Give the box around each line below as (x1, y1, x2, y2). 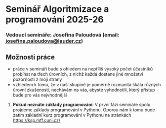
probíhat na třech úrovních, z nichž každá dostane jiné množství (12, 71, 143, 77)
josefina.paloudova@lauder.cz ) (5, 38, 83, 45)
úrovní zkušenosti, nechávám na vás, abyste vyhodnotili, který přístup (12, 87, 155, 93)
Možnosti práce (5, 53, 55, 61)
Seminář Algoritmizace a (5, 3, 109, 15)
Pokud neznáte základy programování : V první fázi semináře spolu (12, 101, 151, 107)
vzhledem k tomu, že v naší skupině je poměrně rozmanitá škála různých (12, 81, 161, 87)
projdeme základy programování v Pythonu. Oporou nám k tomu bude (12, 107, 155, 113)
